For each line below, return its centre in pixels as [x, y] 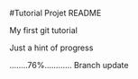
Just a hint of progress [51, 48]
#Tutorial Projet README [55, 13]
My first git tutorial [44, 30]
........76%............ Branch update [69, 65]
